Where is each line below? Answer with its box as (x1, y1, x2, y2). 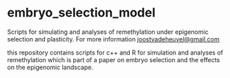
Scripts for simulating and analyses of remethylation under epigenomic (7, 28, 209, 36)
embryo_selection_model (7, 5, 156, 21)
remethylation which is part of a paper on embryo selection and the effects (7, 55, 220, 64)
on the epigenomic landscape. (7, 63, 93, 71)
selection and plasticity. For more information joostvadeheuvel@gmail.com (7, 35, 220, 43)
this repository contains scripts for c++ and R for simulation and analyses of (7, 48, 223, 57)
